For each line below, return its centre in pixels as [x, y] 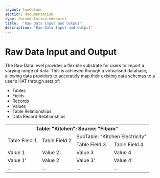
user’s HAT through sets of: [33, 81]
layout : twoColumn [24, 10]
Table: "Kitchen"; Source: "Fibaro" [77, 129]
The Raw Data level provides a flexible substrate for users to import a [75, 66]
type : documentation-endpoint [36, 19]
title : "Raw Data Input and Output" [44, 23]
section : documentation [29, 14]
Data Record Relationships [39, 117]
